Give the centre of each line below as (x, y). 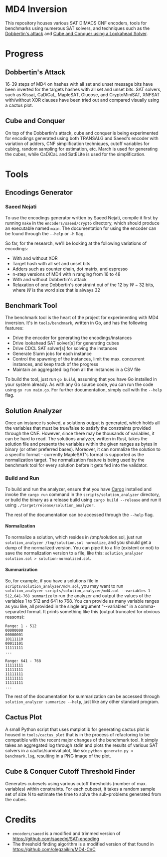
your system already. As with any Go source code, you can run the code (79, 384)
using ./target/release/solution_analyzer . (50, 505)
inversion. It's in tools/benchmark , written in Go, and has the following (76, 323)
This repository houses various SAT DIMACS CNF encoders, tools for (76, 23)
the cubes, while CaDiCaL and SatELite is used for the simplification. (75, 154)
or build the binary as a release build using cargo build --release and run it (83, 500)
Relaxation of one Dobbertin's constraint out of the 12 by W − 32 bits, (83, 285)
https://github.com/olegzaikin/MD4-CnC (54, 849)
